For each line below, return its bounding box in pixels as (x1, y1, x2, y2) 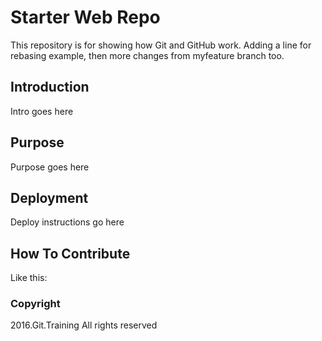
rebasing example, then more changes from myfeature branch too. (10, 49, 285, 61)
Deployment (10, 189, 89, 206)
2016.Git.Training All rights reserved (10, 319, 158, 331)
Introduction (10, 79, 90, 96)
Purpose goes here (10, 161, 90, 173)
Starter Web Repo (10, 6, 161, 29)
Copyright (10, 297, 61, 311)
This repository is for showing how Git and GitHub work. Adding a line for (10, 39, 312, 51)
